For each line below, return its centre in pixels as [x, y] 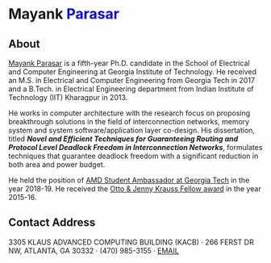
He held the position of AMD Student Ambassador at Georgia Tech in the [129, 180]
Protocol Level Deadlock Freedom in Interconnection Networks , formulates [135, 147]
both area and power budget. [57, 165]
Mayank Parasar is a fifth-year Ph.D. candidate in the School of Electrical [129, 63]
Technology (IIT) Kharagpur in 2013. [68, 97]
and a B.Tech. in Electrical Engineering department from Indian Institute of [131, 89]
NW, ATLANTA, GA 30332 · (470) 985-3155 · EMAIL [94, 250]
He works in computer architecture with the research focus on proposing [129, 113]
